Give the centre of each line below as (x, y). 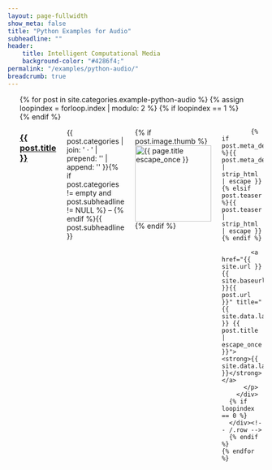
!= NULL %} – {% (95, 210)
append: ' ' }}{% (93, 166)
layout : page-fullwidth (48, 16)
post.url (236, 295)
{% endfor (238, 451)
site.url (236, 266)
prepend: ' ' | (87, 158)
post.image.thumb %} (171, 141)
